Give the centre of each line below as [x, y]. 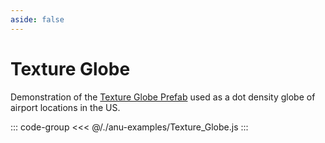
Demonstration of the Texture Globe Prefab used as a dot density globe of [163, 97]
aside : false [37, 19]
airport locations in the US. [65, 107]
